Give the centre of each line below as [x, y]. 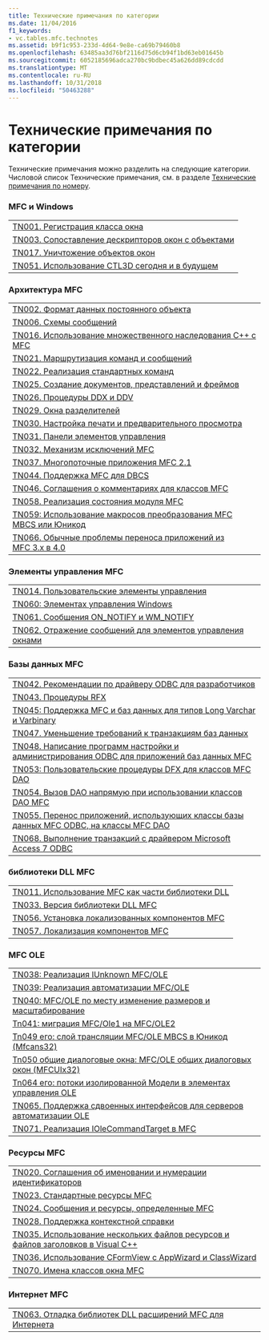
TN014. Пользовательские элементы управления [109, 591]
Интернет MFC [38, 1294]
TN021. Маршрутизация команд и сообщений [102, 358]
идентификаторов [47, 1182]
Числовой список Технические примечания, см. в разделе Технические [132, 178]
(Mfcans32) [35, 1047]
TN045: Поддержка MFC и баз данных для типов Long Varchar [134, 710]
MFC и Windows [41, 207]
